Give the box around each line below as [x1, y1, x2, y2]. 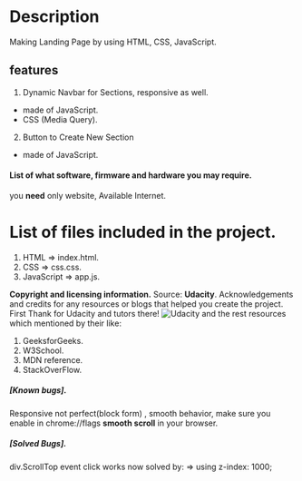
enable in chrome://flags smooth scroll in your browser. [9, 417, 219, 428]
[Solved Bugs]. [9, 438, 67, 449]
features [9, 63, 59, 78]
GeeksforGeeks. [22, 335, 83, 346]
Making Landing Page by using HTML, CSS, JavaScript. [9, 36, 218, 47]
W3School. [22, 345, 64, 356]
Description [9, 6, 100, 27]
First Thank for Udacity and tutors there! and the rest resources [9, 308, 287, 319]
